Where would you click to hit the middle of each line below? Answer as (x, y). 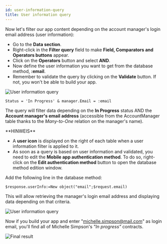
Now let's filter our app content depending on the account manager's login (83, 29)
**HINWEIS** (20, 131)
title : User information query (38, 15)
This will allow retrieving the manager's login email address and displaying (82, 196)
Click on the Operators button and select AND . (61, 60)
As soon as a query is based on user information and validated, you (82, 151)
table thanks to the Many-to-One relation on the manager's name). (74, 121)
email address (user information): (40, 34)
